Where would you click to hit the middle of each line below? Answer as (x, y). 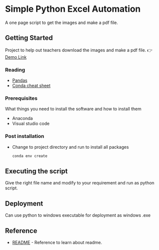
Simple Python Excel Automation (73, 9)
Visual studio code (31, 124)
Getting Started (29, 38)
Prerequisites (21, 98)
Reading (15, 69)
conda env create (30, 156)
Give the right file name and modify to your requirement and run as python (80, 183)
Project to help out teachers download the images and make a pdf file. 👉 (79, 50)
